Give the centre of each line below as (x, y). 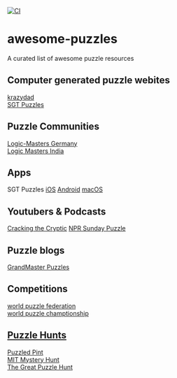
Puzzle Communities (54, 127)
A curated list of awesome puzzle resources (71, 58)
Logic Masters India (36, 151)
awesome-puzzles (62, 39)
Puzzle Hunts (37, 335)
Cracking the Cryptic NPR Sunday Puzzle (66, 228)
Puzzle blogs (36, 250)
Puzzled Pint (25, 352)
